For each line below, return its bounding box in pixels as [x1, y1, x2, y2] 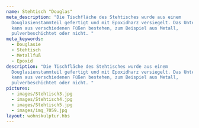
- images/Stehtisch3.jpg [11, 91, 73, 97]
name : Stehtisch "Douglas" [6, 8, 73, 15]
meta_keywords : [6, 36, 44, 42]
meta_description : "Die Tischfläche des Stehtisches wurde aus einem [6, 14, 182, 20]
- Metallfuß [11, 52, 41, 58]
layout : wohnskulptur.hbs [6, 113, 70, 119]
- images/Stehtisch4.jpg [11, 96, 73, 102]
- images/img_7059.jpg [11, 107, 68, 113]
